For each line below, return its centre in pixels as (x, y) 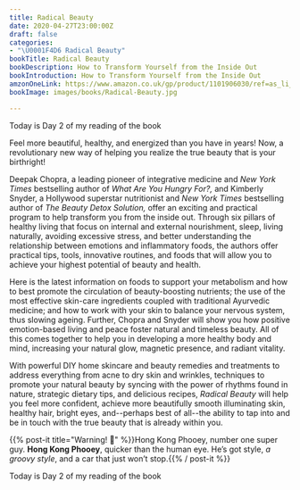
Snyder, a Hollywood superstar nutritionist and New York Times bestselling (146, 198)
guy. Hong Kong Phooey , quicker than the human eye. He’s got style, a (140, 449)
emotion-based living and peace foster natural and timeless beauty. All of (144, 329)
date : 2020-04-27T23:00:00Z (62, 26)
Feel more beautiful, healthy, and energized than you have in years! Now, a (146, 143)
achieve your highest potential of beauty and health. (105, 264)
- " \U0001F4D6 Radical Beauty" (67, 51)
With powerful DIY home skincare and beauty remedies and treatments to (145, 365)
